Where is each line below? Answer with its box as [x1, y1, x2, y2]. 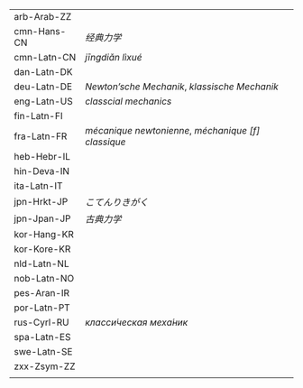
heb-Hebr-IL [14, 151, 70, 162]
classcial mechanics [85, 95, 172, 107]
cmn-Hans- [14, 25, 67, 37]
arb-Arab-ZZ [14, 11, 72, 23]
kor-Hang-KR [14, 228, 74, 240]
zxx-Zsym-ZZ [14, 360, 76, 373]
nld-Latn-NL [14, 257, 69, 270]
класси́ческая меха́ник [85, 316, 188, 328]
